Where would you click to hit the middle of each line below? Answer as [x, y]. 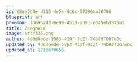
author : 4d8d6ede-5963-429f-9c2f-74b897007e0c [64, 39]
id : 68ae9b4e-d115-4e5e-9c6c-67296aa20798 [59, 12]
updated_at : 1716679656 [35, 50]
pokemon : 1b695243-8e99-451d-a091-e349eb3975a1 [65, 22]
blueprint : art [25, 17]
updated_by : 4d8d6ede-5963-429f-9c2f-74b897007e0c [69, 45]
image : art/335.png [30, 34]
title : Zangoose [26, 28]
